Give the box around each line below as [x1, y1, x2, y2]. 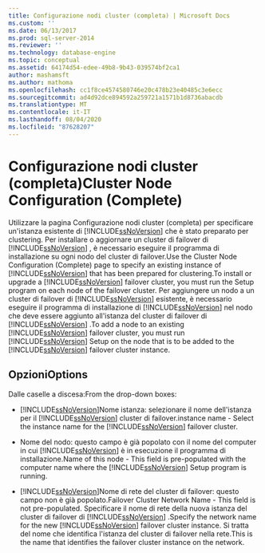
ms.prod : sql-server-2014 [8, 34, 94, 42]
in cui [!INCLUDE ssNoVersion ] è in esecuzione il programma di [19, 445, 226, 455]
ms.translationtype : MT [8, 101, 88, 109]
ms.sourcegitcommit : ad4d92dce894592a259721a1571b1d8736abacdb [8, 93, 223, 101]
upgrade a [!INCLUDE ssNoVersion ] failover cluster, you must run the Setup [8, 277, 255, 286]
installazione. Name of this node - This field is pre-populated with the [19, 454, 247, 464]
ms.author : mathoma [8, 78, 73, 86]
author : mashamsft [8, 71, 69, 79]
